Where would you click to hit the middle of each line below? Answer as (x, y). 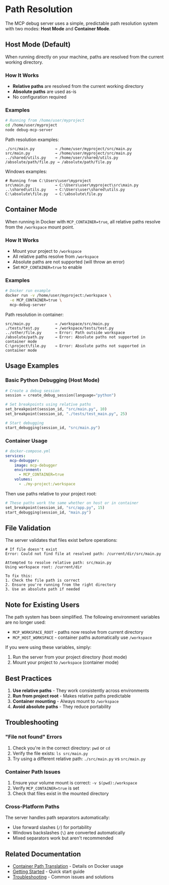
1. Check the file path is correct (43, 580)
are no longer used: (26, 622)
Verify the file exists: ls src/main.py (50, 753)
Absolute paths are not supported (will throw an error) (69, 262)
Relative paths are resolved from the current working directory (78, 86)
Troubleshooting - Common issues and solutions (63, 877)
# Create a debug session (32, 391)
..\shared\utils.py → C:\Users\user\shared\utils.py (65, 190)
